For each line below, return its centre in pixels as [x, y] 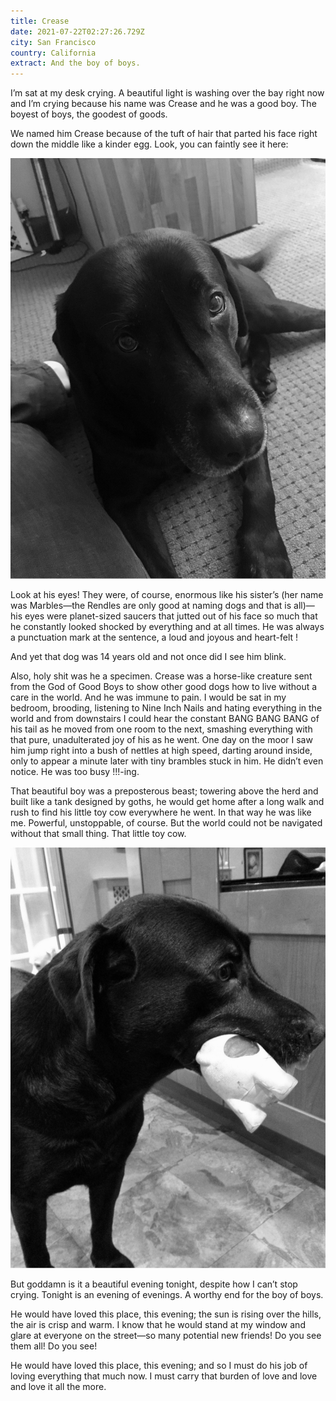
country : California [53, 53]
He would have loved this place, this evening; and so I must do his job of [159, 1365]
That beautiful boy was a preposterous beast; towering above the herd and [164, 791]
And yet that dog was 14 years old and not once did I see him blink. [148, 656]
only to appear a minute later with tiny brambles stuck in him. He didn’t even [167, 761]
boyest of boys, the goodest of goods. [89, 114]
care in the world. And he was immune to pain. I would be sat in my [148, 697]
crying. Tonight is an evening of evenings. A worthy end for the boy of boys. [167, 1294]
